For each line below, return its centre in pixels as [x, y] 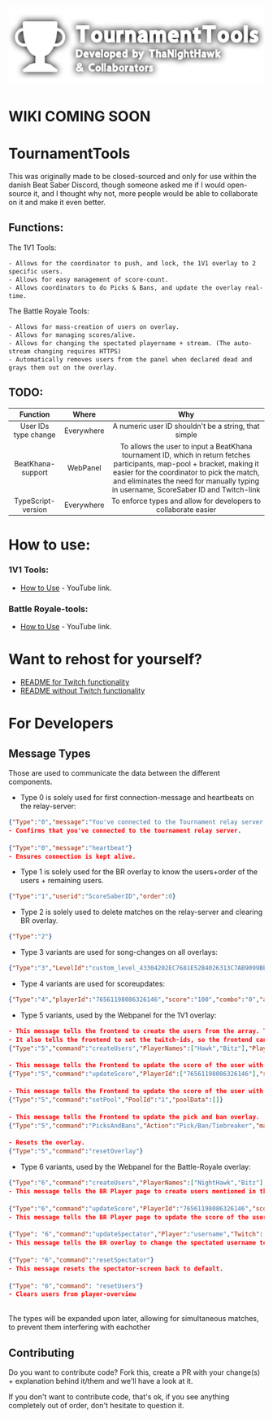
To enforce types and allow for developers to [186, 501]
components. [30, 782]
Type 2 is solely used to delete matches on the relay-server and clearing [141, 912]
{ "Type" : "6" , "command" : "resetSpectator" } [81, 1260]
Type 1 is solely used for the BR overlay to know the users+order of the [139, 872]
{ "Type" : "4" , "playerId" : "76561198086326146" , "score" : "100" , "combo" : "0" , [134, 1000]
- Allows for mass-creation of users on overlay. [94, 327]
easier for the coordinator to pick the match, [186, 472]
